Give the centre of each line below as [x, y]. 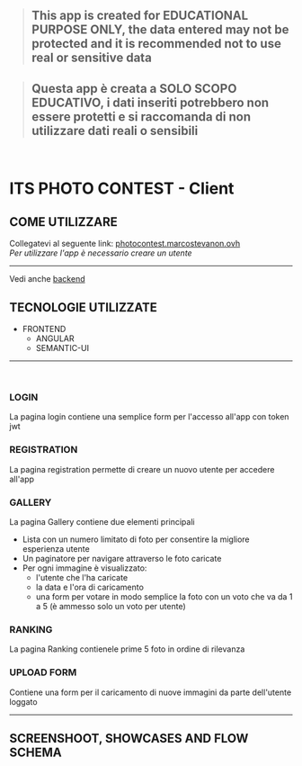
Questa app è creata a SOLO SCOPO [134, 89]
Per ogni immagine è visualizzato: [84, 568]
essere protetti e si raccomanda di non [141, 117]
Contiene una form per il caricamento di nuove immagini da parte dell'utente [151, 692]
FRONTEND [44, 329]
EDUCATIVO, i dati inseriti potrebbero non [150, 102]
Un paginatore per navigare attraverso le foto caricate [122, 558]
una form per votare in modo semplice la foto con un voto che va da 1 [164, 596]
